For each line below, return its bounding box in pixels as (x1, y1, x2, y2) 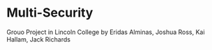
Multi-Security (6, 5, 93, 21)
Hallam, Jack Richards (6, 35, 71, 43)
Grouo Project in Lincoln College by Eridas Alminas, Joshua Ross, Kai (6, 28, 205, 36)
